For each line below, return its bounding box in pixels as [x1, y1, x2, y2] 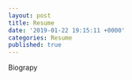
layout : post [8, 11, 51, 20]
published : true [8, 41, 62, 49]
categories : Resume [8, 33, 73, 42]
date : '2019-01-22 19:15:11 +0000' [8, 26, 126, 34]
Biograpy [8, 63, 38, 72]
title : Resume [8, 19, 55, 27]
